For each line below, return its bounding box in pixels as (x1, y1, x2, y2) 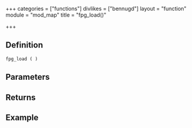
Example (5, 113, 39, 123)
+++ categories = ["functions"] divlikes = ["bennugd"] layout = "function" (5, 5, 187, 12)
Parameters (5, 72, 50, 82)
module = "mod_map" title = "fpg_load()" (5, 11, 107, 18)
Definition (5, 40, 43, 50)
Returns (5, 92, 36, 102)
